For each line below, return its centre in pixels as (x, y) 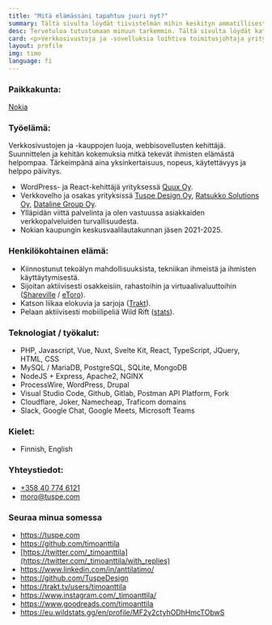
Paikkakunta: (35, 89)
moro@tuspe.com (50, 496)
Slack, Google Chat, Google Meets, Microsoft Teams (108, 410)
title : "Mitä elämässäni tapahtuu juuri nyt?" (88, 16)
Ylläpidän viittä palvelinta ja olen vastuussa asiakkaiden (112, 213)
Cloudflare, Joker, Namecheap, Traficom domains (103, 402)
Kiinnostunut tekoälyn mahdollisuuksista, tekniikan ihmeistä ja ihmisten (138, 269)
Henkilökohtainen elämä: (59, 251)
